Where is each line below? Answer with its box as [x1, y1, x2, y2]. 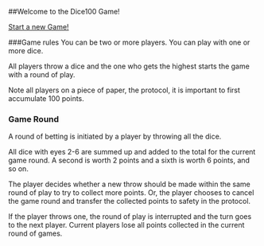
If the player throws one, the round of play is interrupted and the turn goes [8, 212, 252, 221]
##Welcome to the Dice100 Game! [8, 7, 121, 16]
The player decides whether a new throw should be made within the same [8, 179, 250, 189]
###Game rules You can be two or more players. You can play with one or [8, 37, 250, 47]
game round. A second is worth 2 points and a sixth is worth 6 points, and [8, 155, 250, 166]
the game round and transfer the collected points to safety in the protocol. [8, 197, 251, 206]
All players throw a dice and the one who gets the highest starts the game [8, 61, 250, 71]
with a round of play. [8, 70, 76, 79]
